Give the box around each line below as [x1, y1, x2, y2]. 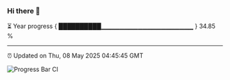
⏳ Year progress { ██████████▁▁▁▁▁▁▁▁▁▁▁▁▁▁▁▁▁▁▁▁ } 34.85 [7, 22, 216, 30]
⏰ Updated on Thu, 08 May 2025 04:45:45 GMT [7, 51, 144, 60]
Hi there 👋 [7, 6, 41, 16]
